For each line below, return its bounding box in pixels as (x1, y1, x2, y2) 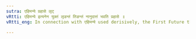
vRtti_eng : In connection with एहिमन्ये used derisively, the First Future (6, 19, 185, 25)
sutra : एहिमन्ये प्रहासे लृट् (6, 8, 54, 14)
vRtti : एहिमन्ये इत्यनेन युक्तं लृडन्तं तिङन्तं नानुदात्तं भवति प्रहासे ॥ (6, 14, 125, 19)
